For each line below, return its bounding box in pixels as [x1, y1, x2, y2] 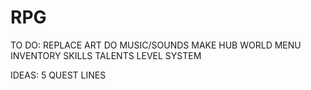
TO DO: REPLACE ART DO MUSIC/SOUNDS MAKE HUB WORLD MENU [10, 39, 302, 51]
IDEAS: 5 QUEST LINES [10, 69, 107, 81]
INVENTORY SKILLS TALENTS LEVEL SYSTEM [10, 49, 202, 61]
